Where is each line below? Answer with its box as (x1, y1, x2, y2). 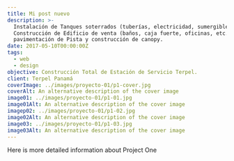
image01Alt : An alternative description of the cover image (7, 101, 186, 108)
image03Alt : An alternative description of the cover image (7, 127, 186, 134)
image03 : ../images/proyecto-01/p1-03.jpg (7, 120, 132, 128)
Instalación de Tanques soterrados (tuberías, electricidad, (13, 23, 195, 30)
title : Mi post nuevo (7, 10, 70, 17)
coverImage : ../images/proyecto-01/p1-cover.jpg (7, 82, 151, 89)
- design (13, 62, 39, 69)
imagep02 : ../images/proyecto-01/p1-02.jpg (7, 107, 136, 114)
